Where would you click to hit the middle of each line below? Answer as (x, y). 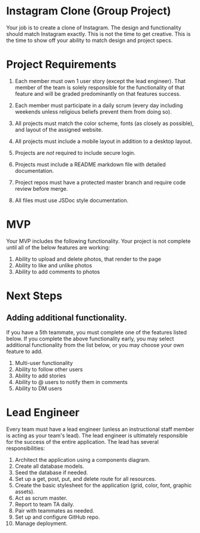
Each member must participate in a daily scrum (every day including (99, 105)
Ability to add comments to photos (57, 272)
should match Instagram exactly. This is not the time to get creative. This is (99, 33)
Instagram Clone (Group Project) (89, 11)
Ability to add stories (40, 376)
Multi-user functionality (44, 363)
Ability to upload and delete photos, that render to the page (88, 259)
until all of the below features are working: (58, 247)
